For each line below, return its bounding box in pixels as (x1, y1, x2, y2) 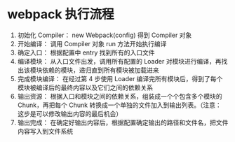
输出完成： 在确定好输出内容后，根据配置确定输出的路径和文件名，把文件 (17, 118, 229, 127)
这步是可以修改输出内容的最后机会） (17, 109, 123, 118)
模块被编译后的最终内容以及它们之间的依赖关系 (17, 83, 153, 92)
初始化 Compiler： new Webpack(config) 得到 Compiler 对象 (17, 31, 192, 39)
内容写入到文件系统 (17, 127, 74, 135)
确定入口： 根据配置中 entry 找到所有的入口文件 (17, 48, 155, 57)
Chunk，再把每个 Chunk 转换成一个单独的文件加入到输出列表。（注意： (17, 101, 222, 109)
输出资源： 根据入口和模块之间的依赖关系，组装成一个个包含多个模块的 (17, 92, 222, 100)
